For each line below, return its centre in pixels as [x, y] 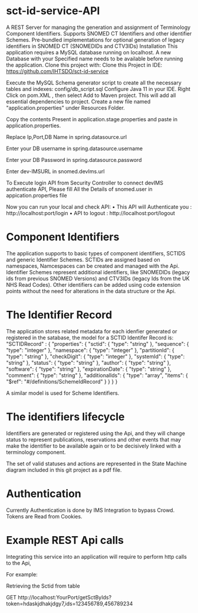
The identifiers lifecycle [65, 417]
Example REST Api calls [65, 540]
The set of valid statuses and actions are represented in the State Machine [97, 463]
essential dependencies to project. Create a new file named [78, 101]
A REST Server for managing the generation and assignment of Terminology [98, 27]
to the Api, [19, 563]
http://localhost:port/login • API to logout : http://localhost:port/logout [91, 213]
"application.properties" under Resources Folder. [65, 108]
